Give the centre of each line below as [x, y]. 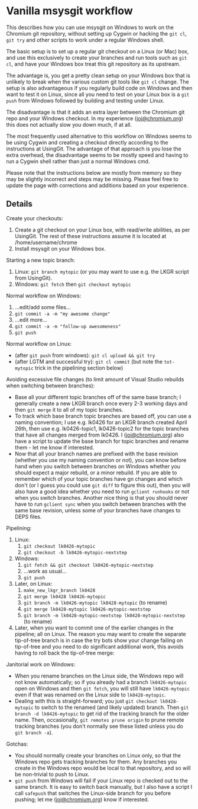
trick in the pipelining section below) [79, 368]
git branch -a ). [34, 732]
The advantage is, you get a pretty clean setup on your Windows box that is [98, 75]
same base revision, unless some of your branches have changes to [98, 510]
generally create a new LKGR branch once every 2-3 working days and [101, 403]
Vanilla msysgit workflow [69, 11]
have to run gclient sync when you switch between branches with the [100, 504]
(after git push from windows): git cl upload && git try [85, 355]
